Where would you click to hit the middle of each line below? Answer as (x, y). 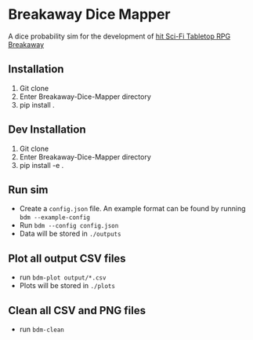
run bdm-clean (42, 329)
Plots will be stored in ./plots (67, 286)
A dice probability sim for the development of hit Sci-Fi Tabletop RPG (119, 36)
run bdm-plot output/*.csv (63, 277)
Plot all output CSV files (67, 258)
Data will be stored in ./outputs (70, 234)
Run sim (28, 190)
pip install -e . (42, 165)
